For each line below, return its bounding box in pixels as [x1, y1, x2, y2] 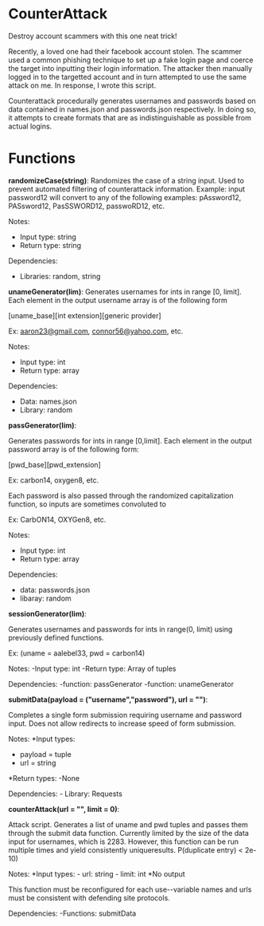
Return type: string [19, 240, 82, 250]
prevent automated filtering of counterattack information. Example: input [8, 184, 245, 194]
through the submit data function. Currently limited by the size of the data [8, 828, 249, 837]
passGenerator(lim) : [8, 420, 77, 430]
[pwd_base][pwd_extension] [8, 459, 101, 469]
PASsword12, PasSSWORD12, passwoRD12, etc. [8, 201, 165, 211]
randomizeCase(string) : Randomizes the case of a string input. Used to [8, 175, 245, 185]
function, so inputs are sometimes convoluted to [8, 499, 167, 509]
